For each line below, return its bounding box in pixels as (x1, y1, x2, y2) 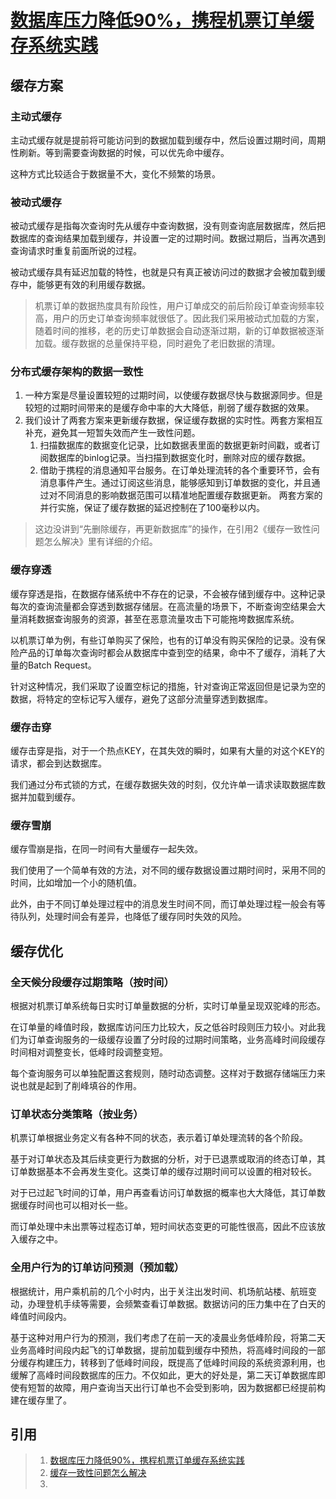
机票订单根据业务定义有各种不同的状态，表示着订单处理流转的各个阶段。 (10, 1132, 308, 1144)
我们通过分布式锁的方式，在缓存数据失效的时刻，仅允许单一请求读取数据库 (10, 779, 317, 791)
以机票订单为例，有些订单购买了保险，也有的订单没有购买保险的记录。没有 (10, 634, 317, 646)
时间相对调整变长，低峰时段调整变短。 (10, 1046, 168, 1058)
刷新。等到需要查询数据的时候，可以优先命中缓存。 (18, 146, 230, 158)
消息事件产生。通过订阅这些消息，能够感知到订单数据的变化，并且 (39, 477, 312, 489)
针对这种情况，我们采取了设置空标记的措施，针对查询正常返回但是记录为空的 (10, 680, 326, 692)
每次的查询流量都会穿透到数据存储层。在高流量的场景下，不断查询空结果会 (10, 600, 317, 612)
